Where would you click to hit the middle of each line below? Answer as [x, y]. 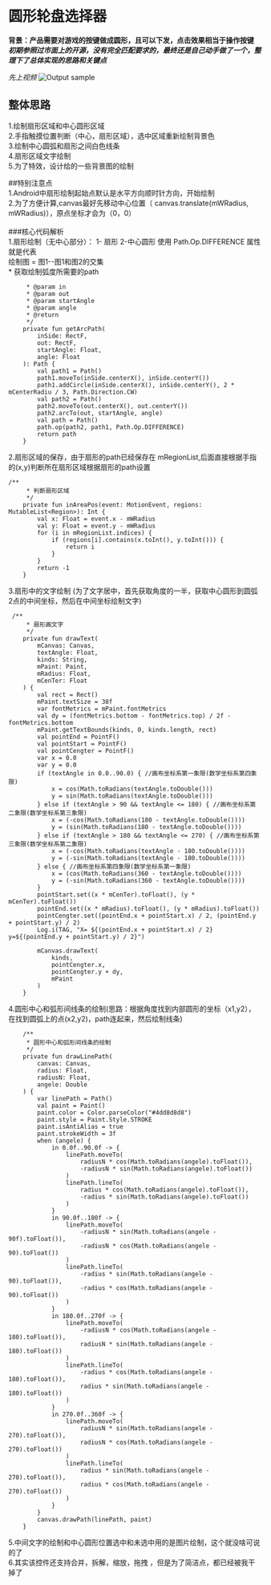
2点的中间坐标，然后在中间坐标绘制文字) [75, 600]
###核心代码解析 [36, 231]
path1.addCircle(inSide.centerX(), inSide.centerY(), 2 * [136, 385]
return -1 [53, 568]
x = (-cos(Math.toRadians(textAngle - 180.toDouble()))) [148, 851]
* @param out [48, 293]
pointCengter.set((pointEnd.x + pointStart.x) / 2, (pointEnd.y [147, 916]
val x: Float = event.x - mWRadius [97, 519]
